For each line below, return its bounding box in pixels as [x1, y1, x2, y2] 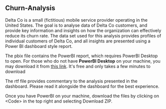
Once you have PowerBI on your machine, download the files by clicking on [5, 93, 160, 99]
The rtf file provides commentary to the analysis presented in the [5, 78, 138, 84]
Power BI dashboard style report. [5, 43, 73, 49]
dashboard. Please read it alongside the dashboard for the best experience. [5, 83, 160, 89]
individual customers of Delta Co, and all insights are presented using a [5, 38, 151, 44]
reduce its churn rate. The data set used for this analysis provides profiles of [5, 33, 162, 38]
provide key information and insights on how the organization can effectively [5, 27, 162, 34]
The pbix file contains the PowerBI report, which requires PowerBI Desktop [5, 53, 158, 59]
